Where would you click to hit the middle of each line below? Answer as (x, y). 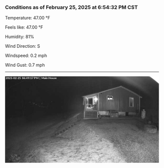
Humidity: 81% (20, 37)
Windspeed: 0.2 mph (26, 56)
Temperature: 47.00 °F (28, 18)
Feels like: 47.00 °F (24, 27)
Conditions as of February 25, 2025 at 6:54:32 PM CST (72, 7)
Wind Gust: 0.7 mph (25, 65)
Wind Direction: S (23, 46)
